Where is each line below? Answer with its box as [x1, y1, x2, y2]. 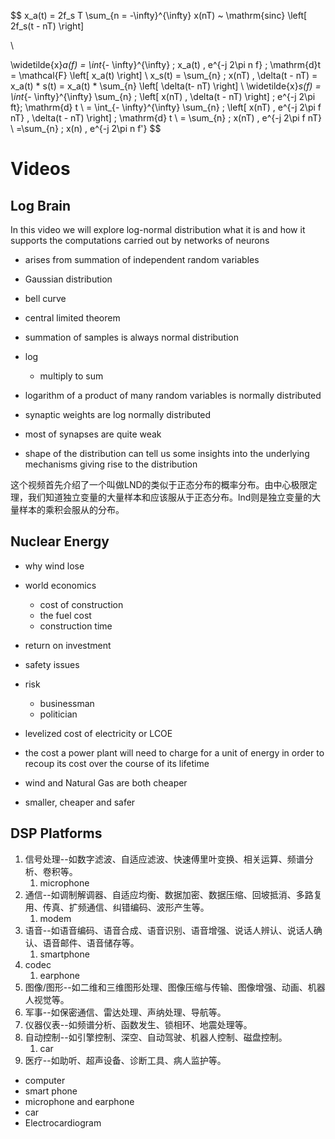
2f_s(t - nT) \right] [10, 20, 85, 32]
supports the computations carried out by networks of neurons [10, 235, 270, 246]
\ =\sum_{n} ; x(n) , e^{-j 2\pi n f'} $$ [10, 123, 162, 134]
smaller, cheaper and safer [24, 796, 136, 808]
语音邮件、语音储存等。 [42, 936, 140, 949]
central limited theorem [24, 312, 121, 324]
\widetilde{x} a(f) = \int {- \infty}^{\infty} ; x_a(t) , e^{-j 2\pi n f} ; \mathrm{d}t [10, 59, 322, 70]
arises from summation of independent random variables [24, 254, 260, 265]
